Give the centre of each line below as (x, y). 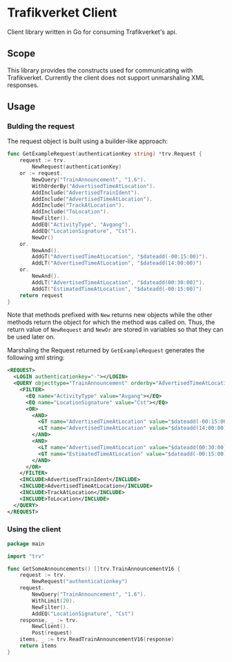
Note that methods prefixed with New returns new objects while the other (110, 315)
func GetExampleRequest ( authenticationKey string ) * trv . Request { (105, 154)
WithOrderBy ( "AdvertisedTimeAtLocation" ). (94, 186)
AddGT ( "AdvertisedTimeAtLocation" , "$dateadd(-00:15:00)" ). (120, 257)
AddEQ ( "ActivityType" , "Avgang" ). (81, 225)
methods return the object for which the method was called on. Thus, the (111, 322)
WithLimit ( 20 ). (54, 600)
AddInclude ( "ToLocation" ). (71, 212)
